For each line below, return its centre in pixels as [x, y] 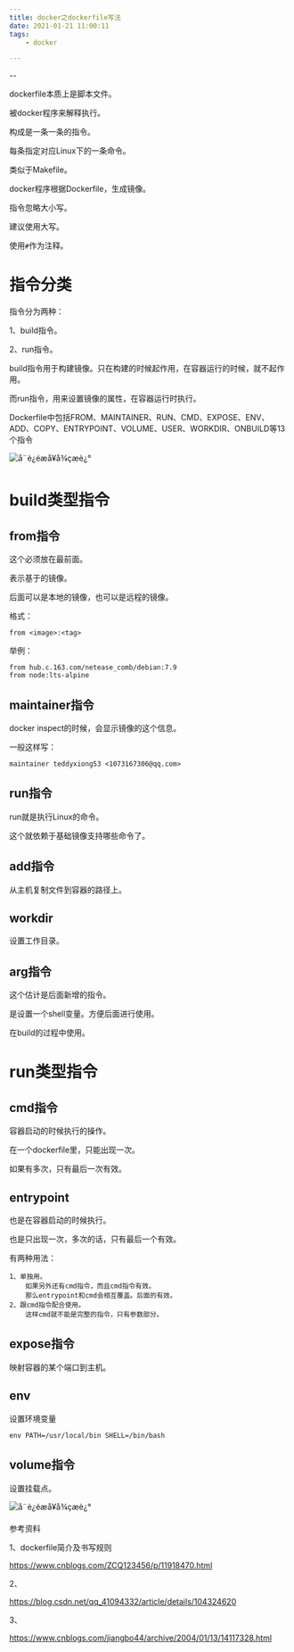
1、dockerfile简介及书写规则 [61, 1547]
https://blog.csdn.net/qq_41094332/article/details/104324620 [123, 1601]
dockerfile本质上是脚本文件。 [63, 94]
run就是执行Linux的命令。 [57, 817]
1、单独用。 [28, 1277]
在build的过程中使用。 [50, 1033]
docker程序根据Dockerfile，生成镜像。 [80, 189]
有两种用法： [33, 1258]
